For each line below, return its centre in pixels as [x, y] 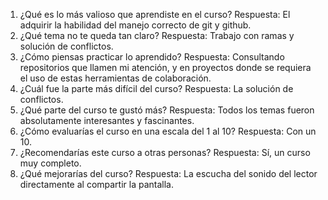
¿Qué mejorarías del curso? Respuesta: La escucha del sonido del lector [168, 173]
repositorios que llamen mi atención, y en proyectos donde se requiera [165, 67]
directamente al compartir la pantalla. [97, 184]
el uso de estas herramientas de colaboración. [115, 78]
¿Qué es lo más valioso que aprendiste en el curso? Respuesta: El [155, 14]
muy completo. [50, 163]
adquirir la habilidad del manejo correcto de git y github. [135, 25]
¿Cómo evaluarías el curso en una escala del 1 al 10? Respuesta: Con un [168, 131]
